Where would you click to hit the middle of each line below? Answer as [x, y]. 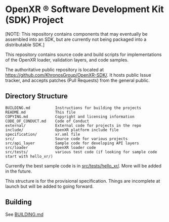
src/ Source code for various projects [67, 139]
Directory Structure [37, 96]
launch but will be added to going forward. [49, 186]
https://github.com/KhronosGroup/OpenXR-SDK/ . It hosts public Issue [78, 75]
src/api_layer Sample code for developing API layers [72, 143]
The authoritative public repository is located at [55, 70]
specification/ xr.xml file [43, 134]
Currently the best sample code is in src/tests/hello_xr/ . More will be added [83, 165]
